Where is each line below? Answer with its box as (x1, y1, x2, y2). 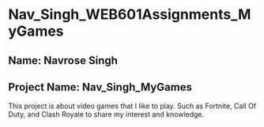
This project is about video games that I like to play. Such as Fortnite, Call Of (8, 101, 257, 111)
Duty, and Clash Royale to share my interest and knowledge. (8, 110, 205, 119)
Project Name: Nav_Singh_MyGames (8, 80, 192, 94)
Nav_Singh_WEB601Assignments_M (8, 6, 251, 24)
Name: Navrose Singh (8, 54, 119, 67)
